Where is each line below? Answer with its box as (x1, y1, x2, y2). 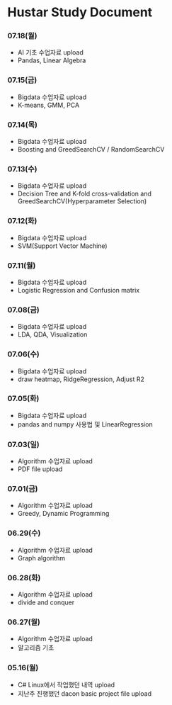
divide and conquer (17, 598, 75, 607)
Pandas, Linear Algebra (17, 56, 86, 64)
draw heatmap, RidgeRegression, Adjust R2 (17, 375, 145, 383)
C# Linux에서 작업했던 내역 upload (17, 680, 115, 689)
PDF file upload (17, 465, 63, 473)
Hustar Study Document (7, 4, 153, 21)
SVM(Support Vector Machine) (17, 242, 108, 250)
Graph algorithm (17, 553, 66, 562)
